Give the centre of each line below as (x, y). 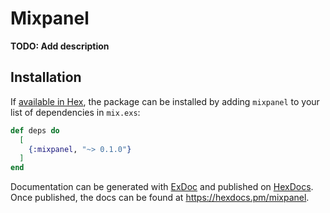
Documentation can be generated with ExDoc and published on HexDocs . (162, 187)
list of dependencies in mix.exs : (75, 112)
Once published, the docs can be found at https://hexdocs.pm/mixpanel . (160, 198)
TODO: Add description (60, 46)
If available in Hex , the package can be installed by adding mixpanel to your (165, 101)
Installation (46, 77)
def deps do (35, 130)
